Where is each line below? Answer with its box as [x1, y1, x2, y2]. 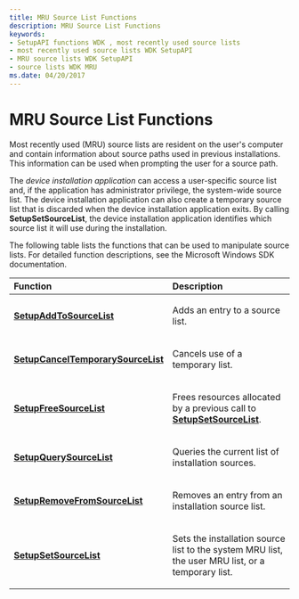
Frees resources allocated [172, 390, 281, 403]
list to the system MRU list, [172, 543, 283, 555]
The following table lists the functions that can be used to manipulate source [9, 240, 290, 250]
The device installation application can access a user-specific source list [9, 175, 278, 185]
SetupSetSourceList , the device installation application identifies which [9, 213, 272, 224]
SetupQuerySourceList [13, 451, 113, 464]
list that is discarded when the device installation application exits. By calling [9, 203, 289, 214]
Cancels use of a [172, 347, 243, 359]
